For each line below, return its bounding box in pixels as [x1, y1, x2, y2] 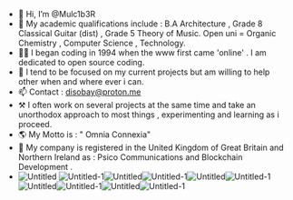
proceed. [17, 119, 53, 129]
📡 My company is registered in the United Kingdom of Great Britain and [17, 142, 284, 153]
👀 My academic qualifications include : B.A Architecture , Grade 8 [17, 18, 263, 29]
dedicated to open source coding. [17, 57, 145, 67]
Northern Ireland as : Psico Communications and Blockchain [17, 152, 243, 163]
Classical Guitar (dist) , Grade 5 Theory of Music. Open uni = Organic [17, 28, 277, 38]
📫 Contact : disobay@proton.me [17, 86, 142, 97]
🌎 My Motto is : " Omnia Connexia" [17, 129, 151, 140]
